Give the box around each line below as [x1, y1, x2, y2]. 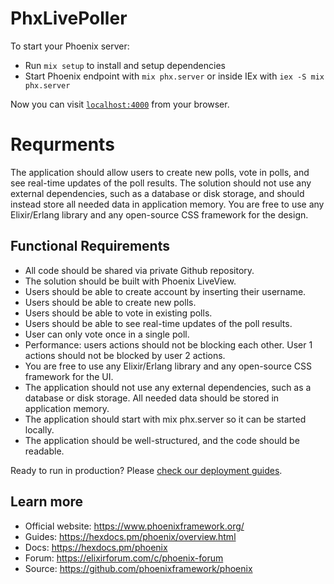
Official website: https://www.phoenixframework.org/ [24, 520, 245, 532]
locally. [24, 423, 55, 436]
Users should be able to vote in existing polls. [24, 307, 213, 319]
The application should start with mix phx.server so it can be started [24, 413, 307, 425]
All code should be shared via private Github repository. [24, 264, 255, 276]
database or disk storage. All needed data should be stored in [24, 392, 280, 404]
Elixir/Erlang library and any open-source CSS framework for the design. [10, 208, 309, 221]
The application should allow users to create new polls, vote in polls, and [10, 166, 310, 178]
